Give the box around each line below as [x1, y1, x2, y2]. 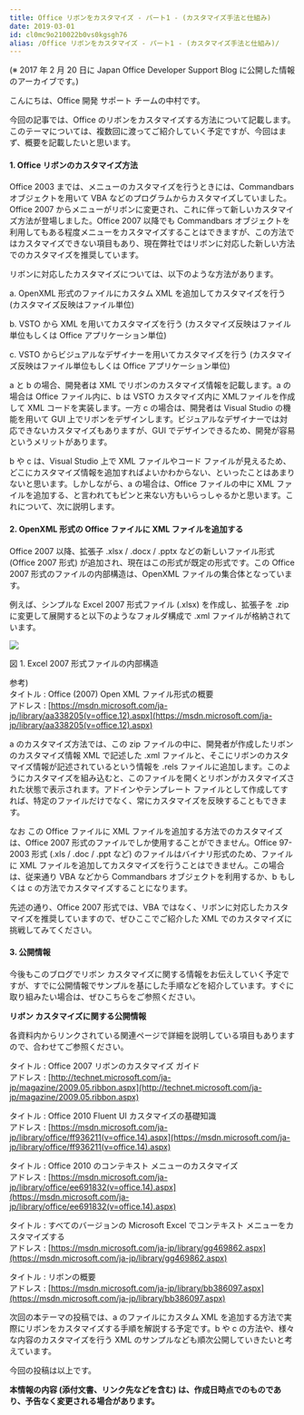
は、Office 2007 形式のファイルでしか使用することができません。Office [9, 836, 278, 848]
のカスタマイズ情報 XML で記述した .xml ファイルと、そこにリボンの [9, 749, 266, 760]
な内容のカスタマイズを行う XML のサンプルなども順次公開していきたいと [9, 1334, 285, 1345]
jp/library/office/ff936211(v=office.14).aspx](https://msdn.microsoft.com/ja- [9, 1131, 290, 1143]
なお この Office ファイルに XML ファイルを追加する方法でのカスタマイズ [9, 825, 283, 836]
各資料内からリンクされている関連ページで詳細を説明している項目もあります [9, 1030, 295, 1040]
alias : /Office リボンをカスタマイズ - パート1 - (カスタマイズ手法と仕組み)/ [9, 38, 279, 48]
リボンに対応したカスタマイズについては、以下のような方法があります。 [9, 268, 279, 279]
